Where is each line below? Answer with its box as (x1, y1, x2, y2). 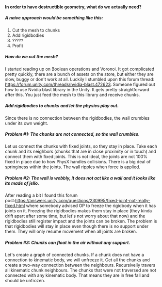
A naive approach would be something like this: (5, 15, 103, 21)
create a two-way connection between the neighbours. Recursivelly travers (5, 262, 156, 268)
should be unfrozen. (5, 278, 45, 284)
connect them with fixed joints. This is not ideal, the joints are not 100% (5, 154, 148, 159)
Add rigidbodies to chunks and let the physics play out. (5, 103, 119, 109)
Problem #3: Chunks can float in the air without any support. (5, 240, 130, 246)
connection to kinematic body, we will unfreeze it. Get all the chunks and (5, 257, 150, 263)
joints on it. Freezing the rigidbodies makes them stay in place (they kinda (5, 208, 152, 214)
